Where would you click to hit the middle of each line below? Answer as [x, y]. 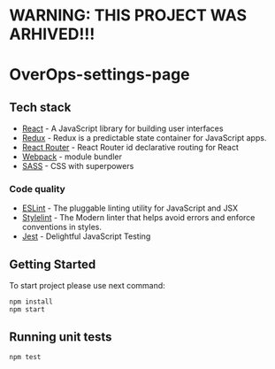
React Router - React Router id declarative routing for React [130, 148]
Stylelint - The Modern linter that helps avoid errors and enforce [138, 218]
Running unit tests [61, 337]
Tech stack [40, 107]
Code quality [38, 189]
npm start [27, 310]
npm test [25, 357]
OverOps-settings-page [99, 75]
